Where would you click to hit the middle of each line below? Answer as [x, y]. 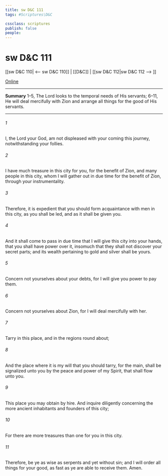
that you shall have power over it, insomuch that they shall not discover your [84, 246]
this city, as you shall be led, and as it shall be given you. [63, 214]
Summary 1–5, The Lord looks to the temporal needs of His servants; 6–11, [82, 96]
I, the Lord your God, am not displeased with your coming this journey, [77, 138]
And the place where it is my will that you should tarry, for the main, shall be [83, 365]
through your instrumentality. [35, 181]
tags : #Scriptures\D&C [29, 15]
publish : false [21, 28]
